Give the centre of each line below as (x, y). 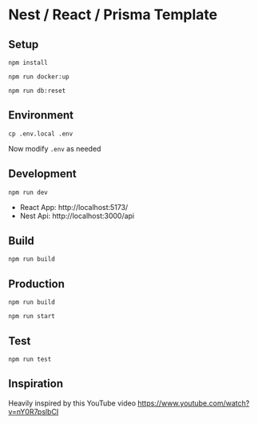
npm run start (32, 317)
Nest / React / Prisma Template (113, 15)
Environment (41, 115)
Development (43, 174)
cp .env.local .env (41, 134)
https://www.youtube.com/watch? (193, 403)
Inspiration (36, 384)
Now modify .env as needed (55, 148)
